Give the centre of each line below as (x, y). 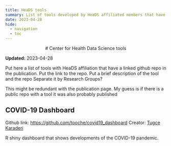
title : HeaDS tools (26, 10)
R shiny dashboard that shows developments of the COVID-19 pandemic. (82, 138)
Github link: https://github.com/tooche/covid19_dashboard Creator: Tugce (83, 123)
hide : (11, 24)
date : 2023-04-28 (24, 19)
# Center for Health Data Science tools (86, 48)
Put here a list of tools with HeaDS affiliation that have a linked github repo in (86, 68)
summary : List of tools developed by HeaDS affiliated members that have (86, 15)
